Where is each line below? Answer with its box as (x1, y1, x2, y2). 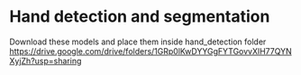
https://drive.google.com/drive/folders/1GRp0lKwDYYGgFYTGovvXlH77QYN (9, 45, 292, 56)
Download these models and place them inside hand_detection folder (9, 36, 267, 47)
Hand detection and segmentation (9, 6, 270, 27)
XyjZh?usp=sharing (9, 55, 82, 66)
